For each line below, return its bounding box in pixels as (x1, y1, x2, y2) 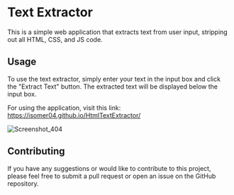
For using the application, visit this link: (7, 104, 121, 112)
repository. (7, 179, 39, 188)
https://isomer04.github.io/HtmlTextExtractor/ (7, 111, 141, 119)
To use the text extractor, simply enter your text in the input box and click (7, 74, 221, 83)
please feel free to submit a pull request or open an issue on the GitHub (7, 172, 216, 180)
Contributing (7, 145, 65, 157)
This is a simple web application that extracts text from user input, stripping (7, 28, 228, 36)
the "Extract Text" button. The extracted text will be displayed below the (7, 82, 218, 91)
